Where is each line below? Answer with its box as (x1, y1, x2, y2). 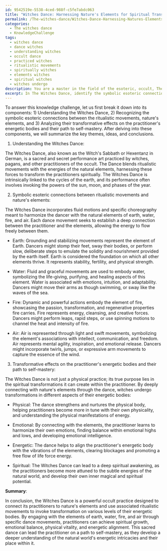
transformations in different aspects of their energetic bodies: (5, 392, 131, 398)
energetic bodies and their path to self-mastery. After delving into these (5, 126, 152, 132)
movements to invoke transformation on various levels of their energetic (5, 509, 153, 515)
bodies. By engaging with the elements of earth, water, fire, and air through (5, 514, 159, 520)
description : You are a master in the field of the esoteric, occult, (5, 86, 155, 91)
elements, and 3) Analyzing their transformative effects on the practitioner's (5, 120, 161, 126)
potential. (12, 479, 32, 485)
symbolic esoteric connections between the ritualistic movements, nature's (5, 115, 159, 121)
